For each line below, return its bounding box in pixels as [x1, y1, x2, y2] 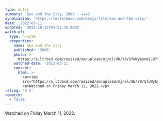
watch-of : [5, 30, 25, 34]
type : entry [5, 7, 29, 12]
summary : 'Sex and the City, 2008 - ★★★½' [5, 12, 92, 16]
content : [14, 66, 32, 71]
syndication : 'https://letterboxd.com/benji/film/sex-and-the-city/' [5, 16, 149, 21]
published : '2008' [14, 47, 51, 52]
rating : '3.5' [5, 88, 34, 93]
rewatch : [5, 92, 23, 97]
